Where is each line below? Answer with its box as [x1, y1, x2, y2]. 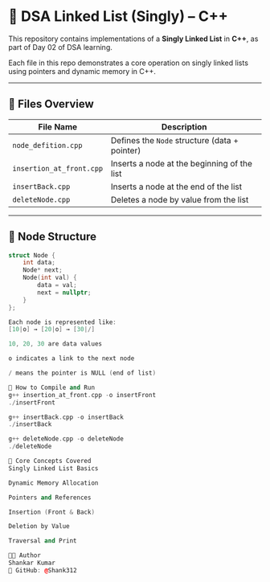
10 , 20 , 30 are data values [8, 340, 103, 348]
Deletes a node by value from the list [111, 194, 249, 205]
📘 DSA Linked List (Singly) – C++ [8, 7, 228, 26]
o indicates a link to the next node [8, 355, 135, 363]
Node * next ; [22, 266, 63, 274]
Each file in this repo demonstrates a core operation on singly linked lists [8, 58, 249, 68]
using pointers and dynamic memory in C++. [8, 66, 157, 76]
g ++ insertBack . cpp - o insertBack [8, 413, 125, 421]
